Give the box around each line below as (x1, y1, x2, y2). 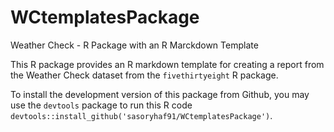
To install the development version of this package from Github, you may (10, 88, 310, 100)
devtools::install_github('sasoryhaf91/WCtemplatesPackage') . (10, 109, 273, 121)
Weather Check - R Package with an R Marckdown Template (10, 39, 259, 51)
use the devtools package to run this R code (10, 99, 193, 111)
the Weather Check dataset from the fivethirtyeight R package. (10, 69, 279, 81)
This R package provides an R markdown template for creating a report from (10, 58, 325, 70)
